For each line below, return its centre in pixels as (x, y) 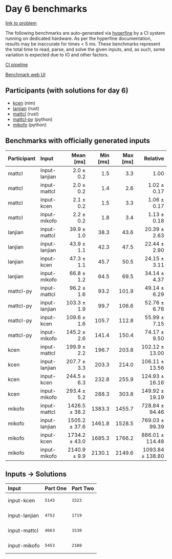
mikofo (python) (30, 125)
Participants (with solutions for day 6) (67, 91)
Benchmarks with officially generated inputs (78, 141)
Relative (154, 158)
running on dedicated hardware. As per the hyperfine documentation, (79, 38)
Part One (56, 488)
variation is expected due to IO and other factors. (57, 55)
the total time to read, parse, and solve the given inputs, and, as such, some (85, 49)
